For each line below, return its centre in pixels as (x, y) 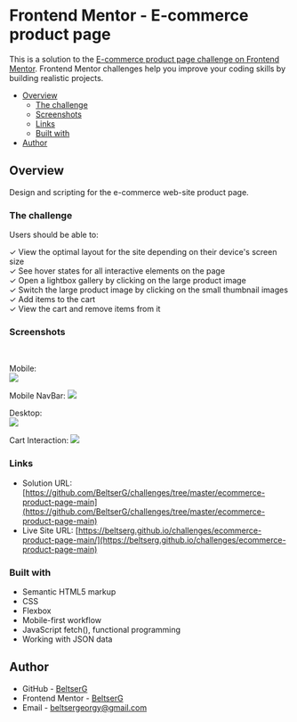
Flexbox (36, 611)
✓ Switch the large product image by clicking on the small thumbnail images (149, 290)
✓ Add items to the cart (52, 299)
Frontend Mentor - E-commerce (129, 16)
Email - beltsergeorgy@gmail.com (84, 707)
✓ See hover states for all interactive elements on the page (117, 271)
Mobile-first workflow (62, 619)
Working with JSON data (67, 639)
